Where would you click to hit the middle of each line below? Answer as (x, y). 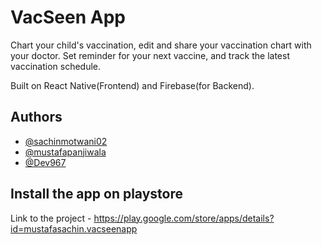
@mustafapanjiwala (65, 152)
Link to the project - (51, 218)
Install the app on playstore (97, 194)
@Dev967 (45, 162)
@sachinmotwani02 (66, 141)
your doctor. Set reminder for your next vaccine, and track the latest (150, 55)
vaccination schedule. (56, 66)
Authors (36, 117)
